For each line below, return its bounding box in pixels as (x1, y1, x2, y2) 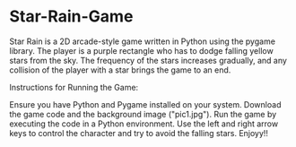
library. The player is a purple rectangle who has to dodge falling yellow (9, 45, 274, 56)
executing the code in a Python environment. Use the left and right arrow (9, 118, 279, 129)
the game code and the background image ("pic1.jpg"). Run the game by (9, 108, 277, 119)
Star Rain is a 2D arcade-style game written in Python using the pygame (9, 36, 276, 47)
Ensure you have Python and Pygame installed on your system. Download (9, 99, 282, 109)
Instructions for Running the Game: (9, 82, 139, 92)
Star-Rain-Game (9, 6, 134, 27)
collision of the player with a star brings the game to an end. (9, 65, 231, 75)
